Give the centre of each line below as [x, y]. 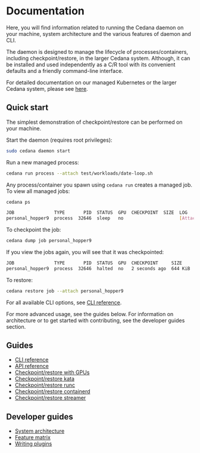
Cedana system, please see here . [47, 88]
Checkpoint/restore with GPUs [52, 372]
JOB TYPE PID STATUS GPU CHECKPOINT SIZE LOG [97, 213]
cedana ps [18, 202]
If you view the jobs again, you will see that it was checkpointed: [85, 252]
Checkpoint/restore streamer [50, 398]
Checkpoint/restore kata [45, 379]
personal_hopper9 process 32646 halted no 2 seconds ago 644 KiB [98, 268]
